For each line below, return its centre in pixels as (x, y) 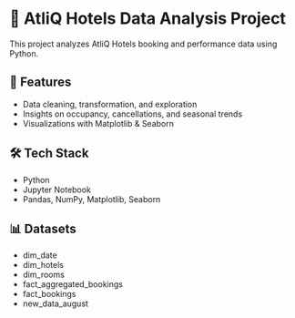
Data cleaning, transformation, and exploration (110, 104)
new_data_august (56, 303)
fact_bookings (49, 294)
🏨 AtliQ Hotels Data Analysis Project (148, 19)
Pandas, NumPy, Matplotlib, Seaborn (92, 199)
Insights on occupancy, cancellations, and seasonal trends (132, 114)
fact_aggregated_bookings (72, 284)
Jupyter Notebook (56, 190)
